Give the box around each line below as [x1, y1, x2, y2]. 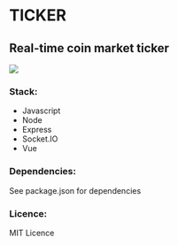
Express [21, 125, 52, 135]
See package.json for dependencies [9, 185, 142, 195]
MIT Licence [9, 227, 55, 238]
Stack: [9, 85, 38, 97]
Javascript [21, 105, 61, 116]
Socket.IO [21, 134, 58, 144]
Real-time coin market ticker [9, 41, 170, 56]
